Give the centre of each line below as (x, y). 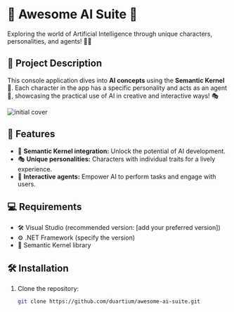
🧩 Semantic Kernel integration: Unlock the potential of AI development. (122, 151)
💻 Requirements (45, 207)
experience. (35, 169)
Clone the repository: (48, 289)
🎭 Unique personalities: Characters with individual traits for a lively (116, 159)
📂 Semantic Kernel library (54, 245)
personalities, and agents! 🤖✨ (50, 41)
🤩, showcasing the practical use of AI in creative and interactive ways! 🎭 (113, 96)
